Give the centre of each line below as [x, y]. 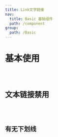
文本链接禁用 [27, 95]
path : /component [27, 23]
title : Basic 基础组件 [31, 19]
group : [12, 28]
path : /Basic [23, 33]
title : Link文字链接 [25, 10]
